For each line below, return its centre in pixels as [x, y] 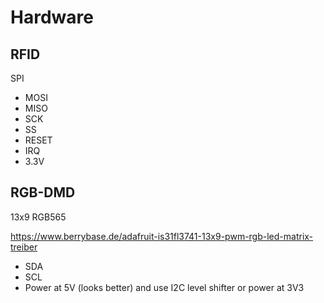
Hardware [52, 17]
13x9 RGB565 [38, 217]
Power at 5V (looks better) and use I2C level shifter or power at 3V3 [164, 287]
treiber [24, 247]
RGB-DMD [43, 192]
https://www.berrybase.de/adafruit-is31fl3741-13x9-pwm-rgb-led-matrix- [162, 236]
